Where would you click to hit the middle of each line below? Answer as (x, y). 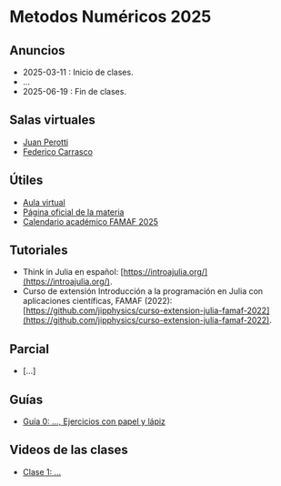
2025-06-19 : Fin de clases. (75, 91)
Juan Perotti (45, 142)
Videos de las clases (69, 450)
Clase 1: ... (42, 471)
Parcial (30, 349)
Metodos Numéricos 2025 (110, 17)
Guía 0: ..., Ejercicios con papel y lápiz (94, 421)
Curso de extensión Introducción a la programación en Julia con (143, 291)
